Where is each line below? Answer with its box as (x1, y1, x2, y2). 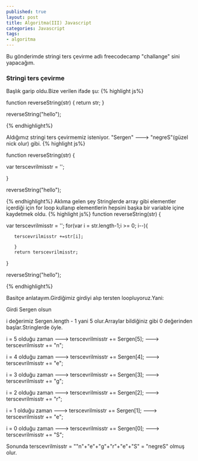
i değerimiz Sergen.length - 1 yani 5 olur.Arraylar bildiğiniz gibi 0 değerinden (6, 317, 193, 325)
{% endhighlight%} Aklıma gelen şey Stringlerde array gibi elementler (6, 198, 177, 205)
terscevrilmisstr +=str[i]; (14, 234, 84, 240)
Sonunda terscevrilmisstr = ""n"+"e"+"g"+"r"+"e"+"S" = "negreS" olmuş (6, 443, 185, 450)
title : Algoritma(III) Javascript (6, 20, 92, 26)
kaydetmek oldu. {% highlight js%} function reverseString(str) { (6, 211, 162, 218)
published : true (6, 8, 46, 15)
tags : (6, 31, 20, 37)
